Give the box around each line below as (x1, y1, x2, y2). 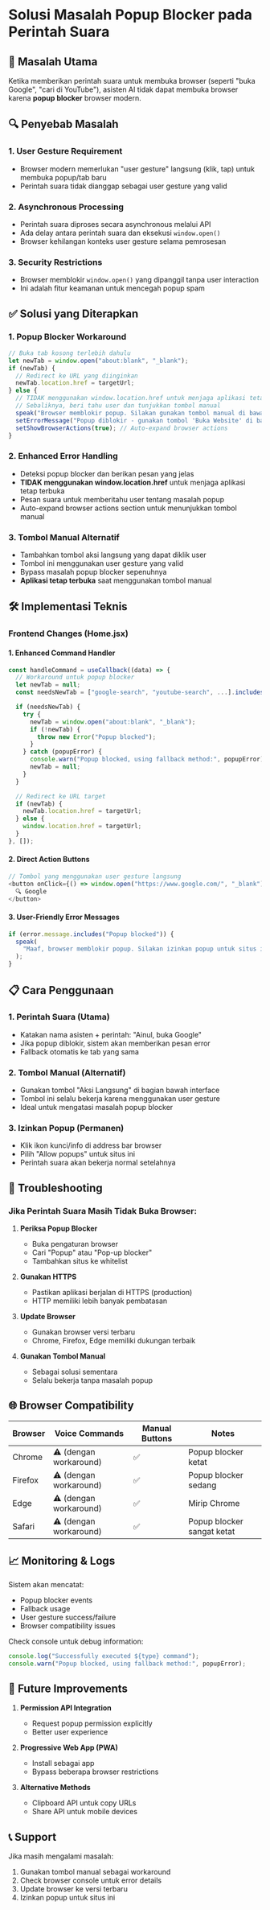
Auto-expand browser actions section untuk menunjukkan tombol (19, 503, 237, 513)
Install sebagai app (31, 1759, 95, 1768)
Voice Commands (54, 1427, 125, 1438)
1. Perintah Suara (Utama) (8, 1012, 110, 1023)
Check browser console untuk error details (19, 1875, 162, 1885)
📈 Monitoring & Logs (8, 1554, 116, 1568)
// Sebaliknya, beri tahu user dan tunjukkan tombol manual (15, 402, 221, 410)
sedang (188, 1479, 217, 1491)
